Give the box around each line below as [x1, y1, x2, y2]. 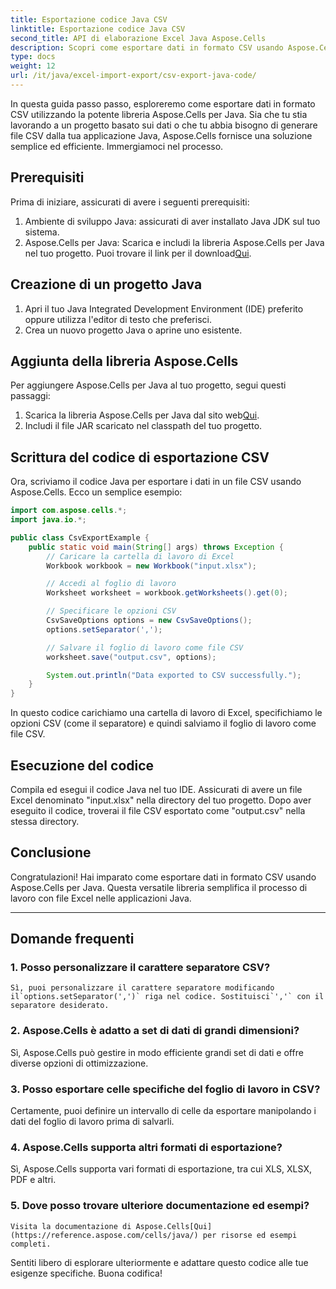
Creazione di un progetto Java [10, 276, 203, 293]
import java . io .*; [10, 515, 87, 525]
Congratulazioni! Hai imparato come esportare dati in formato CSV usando [10, 871, 317, 883]
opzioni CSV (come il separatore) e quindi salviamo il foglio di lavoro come [10, 717, 317, 730]
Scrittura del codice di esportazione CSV [10, 449, 270, 466]
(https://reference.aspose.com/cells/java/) [10, 1230, 199, 1240]
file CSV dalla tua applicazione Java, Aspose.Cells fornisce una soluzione [10, 129, 313, 141]
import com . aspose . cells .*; [10, 506, 128, 516]
